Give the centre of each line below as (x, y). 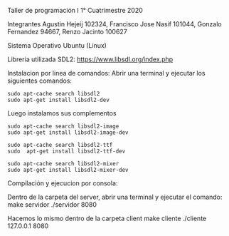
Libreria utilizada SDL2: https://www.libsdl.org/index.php (90, 59)
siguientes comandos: (40, 81)
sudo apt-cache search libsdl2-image (63, 126)
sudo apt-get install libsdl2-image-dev (68, 133)
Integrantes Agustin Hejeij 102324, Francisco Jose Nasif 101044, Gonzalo (114, 24)
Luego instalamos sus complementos (62, 113)
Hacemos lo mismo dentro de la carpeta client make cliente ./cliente (107, 218)
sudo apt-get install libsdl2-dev (59, 100)
